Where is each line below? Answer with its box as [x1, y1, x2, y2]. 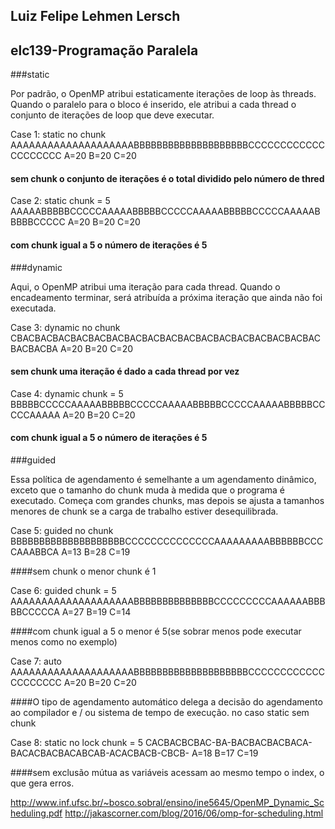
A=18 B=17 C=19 [191, 747, 259, 759]
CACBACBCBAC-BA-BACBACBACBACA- [144, 737, 313, 749]
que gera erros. [10, 777, 75, 789]
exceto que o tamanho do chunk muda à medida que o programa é [10, 484, 285, 496]
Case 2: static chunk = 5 [10, 195, 111, 207]
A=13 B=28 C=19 [61, 546, 131, 558]
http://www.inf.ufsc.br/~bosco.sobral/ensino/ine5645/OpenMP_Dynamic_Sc [10, 797, 325, 809]
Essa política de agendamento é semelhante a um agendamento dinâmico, [10, 474, 317, 486]
